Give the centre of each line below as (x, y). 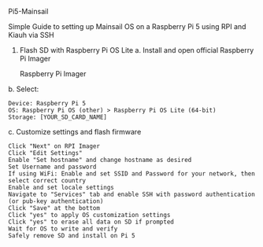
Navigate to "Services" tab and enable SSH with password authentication (132, 194)
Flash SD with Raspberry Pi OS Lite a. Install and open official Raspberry (137, 50)
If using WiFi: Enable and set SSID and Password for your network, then (132, 174)
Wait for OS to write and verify (63, 229)
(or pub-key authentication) (56, 201)
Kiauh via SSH (31, 35)
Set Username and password (52, 167)
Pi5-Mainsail (28, 11)
